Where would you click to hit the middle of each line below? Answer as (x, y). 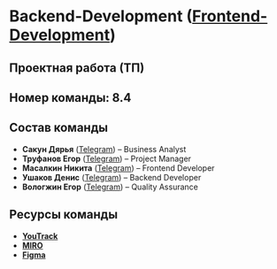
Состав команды (59, 128)
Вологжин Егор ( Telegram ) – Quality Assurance (110, 187)
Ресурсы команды (63, 215)
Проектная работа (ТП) (77, 68)
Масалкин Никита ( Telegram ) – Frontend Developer (118, 168)
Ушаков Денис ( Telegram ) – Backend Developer (112, 177)
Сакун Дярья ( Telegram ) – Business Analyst (104, 149)
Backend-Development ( (101, 16)
